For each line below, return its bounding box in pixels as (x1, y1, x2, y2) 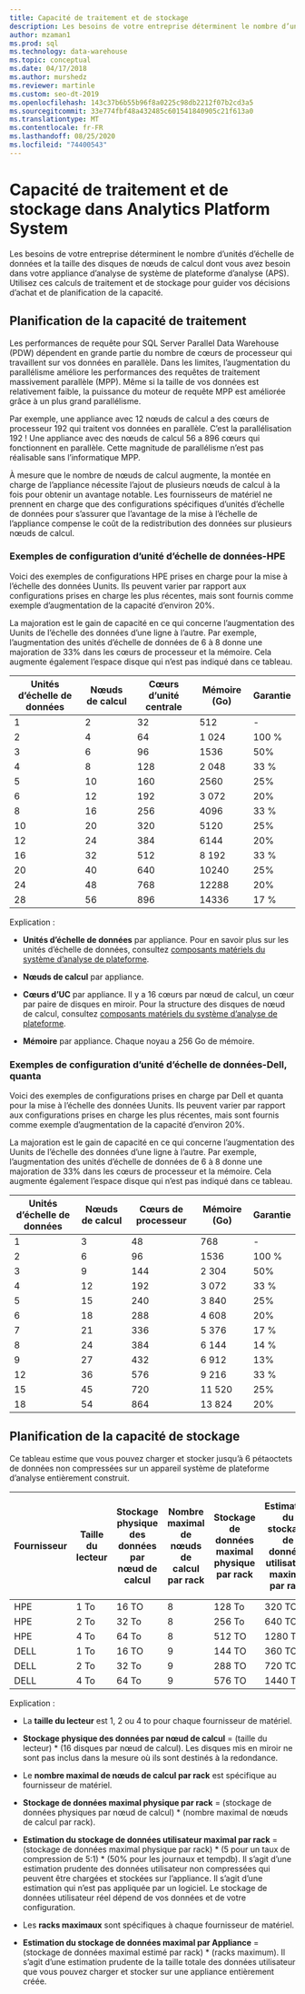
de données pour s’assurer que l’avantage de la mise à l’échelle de (9, 508, 259, 519)
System (9, 218, 69, 238)
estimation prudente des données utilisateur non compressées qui (22, 1863, 271, 1874)
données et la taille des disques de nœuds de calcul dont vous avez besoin (9, 258, 290, 268)
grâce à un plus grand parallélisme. (9, 395, 142, 406)
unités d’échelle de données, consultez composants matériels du (22, 944, 266, 955)
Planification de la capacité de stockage (9, 1429, 241, 1444)
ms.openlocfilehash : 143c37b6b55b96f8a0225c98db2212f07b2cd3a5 (9, 97, 254, 107)
